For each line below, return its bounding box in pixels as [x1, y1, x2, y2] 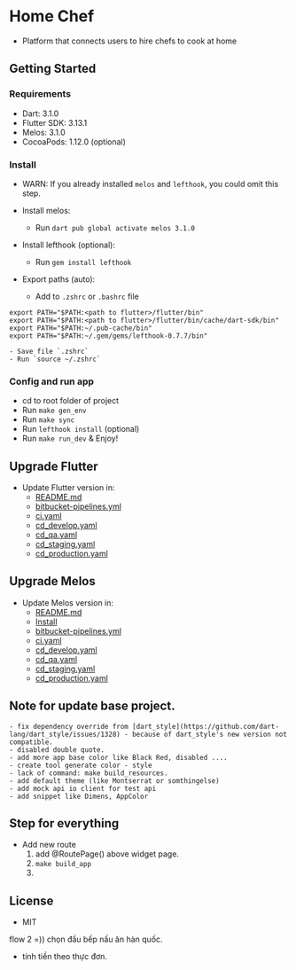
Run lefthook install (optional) [21, 424, 140, 434]
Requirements [9, 88, 72, 100]
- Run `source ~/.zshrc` [9, 355, 101, 364]
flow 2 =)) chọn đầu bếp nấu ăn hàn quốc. [9, 934, 163, 945]
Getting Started [9, 61, 97, 76]
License [9, 893, 54, 908]
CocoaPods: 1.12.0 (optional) [21, 136, 127, 147]
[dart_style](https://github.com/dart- [131, 722, 279, 731]
